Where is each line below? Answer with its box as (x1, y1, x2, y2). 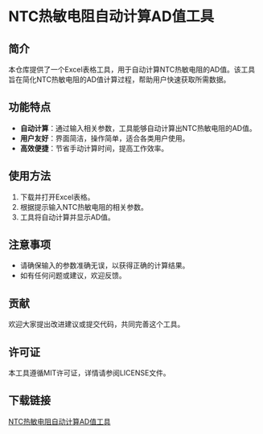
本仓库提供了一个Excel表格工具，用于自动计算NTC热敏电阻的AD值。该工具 (8, 65, 256, 74)
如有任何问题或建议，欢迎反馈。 (19, 271, 126, 280)
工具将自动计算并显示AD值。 (19, 212, 115, 222)
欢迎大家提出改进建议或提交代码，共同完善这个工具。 (8, 319, 185, 330)
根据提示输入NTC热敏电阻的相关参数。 (19, 202, 149, 211)
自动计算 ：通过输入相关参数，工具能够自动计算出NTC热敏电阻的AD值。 (19, 123, 257, 133)
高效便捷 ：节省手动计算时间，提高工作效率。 (19, 143, 169, 153)
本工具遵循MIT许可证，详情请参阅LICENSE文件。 (8, 368, 171, 378)
